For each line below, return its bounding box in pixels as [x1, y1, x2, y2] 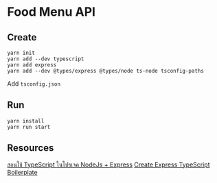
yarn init [7, 49, 36, 56]
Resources [7, 142, 54, 154]
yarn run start [7, 123, 51, 130]
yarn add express [7, 62, 57, 69]
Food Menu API [7, 4, 96, 20]
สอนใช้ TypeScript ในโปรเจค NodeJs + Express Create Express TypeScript [7, 160, 210, 169]
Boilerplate [7, 168, 38, 176]
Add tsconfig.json [7, 80, 60, 88]
